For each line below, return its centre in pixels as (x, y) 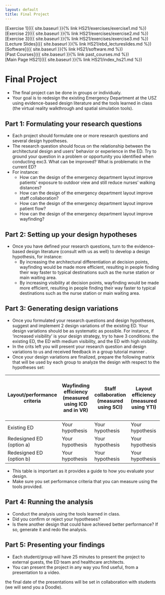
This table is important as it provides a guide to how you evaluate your (83, 471)
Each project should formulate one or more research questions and (80, 136)
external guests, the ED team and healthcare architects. (69, 562)
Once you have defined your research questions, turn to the (73, 246)
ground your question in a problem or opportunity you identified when (83, 156)
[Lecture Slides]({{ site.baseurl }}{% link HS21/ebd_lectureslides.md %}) (78, 44)
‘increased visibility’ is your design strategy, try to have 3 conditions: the (85, 336)
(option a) (19, 444)
